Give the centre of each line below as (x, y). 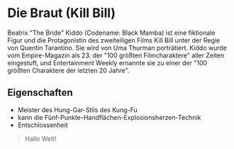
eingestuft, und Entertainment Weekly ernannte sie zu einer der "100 (107, 62)
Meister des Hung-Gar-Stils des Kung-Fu (78, 110)
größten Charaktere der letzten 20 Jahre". (68, 70)
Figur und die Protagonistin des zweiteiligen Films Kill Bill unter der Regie (114, 40)
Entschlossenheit (43, 125)
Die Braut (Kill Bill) (61, 13)
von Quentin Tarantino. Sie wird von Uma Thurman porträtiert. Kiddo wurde (117, 48)
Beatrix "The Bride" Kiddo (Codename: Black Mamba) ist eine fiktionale (111, 33)
